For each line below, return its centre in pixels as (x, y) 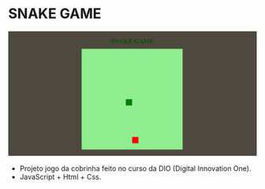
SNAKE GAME (55, 14)
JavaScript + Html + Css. (60, 176)
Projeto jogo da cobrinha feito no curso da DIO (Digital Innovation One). (135, 168)
